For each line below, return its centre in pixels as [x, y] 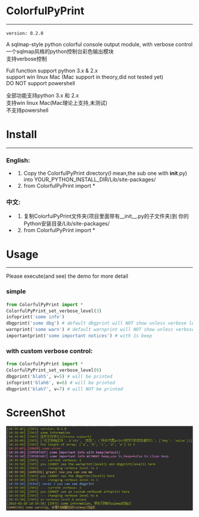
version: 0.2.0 [25, 33]
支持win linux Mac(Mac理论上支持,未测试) [57, 102]
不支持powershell [27, 110]
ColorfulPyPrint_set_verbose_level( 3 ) [54, 311]
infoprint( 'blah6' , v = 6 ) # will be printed [61, 383]
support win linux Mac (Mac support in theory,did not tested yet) [85, 77]
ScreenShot [36, 412]
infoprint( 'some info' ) [36, 317]
